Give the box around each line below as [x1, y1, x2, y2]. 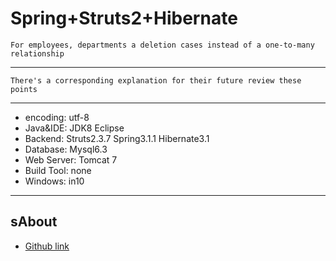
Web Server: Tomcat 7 [24, 153, 118, 166]
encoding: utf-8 [24, 111, 90, 123]
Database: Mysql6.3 [24, 143, 108, 155]
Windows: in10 [24, 175, 85, 187]
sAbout [10, 213, 58, 231]
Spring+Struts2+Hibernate [10, 7, 238, 30]
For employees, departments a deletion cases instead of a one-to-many [10, 40, 315, 50]
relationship [10, 48, 65, 59]
